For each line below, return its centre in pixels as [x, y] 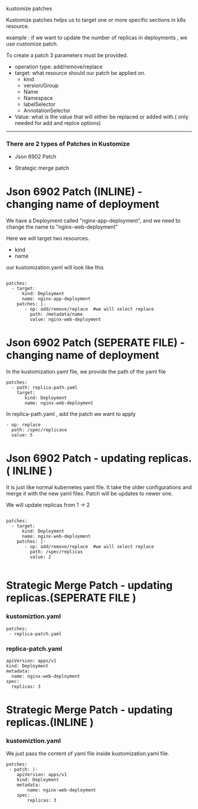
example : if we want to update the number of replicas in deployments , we [97, 37]
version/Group [41, 85]
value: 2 [40, 557]
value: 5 [22, 435]
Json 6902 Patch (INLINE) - [74, 192]
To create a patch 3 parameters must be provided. [67, 55]
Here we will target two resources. [48, 239]
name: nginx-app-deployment [56, 299]
